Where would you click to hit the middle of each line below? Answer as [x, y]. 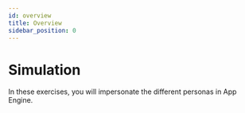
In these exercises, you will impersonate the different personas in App [122, 92]
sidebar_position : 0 [43, 30]
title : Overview [35, 23]
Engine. [21, 100]
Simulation [45, 70]
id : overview [30, 16]
